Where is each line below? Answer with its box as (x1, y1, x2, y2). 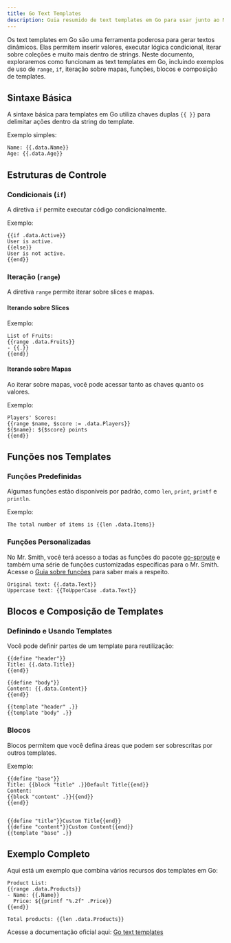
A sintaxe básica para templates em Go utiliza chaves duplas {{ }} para (7, 110, 211, 119)
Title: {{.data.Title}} (7, 661, 76, 669)
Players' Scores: (7, 414, 57, 421)
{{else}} (7, 244, 32, 251)
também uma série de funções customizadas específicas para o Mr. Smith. (7, 560, 219, 569)
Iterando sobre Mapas (7, 365, 71, 373)
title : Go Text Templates (7, 10, 81, 17)
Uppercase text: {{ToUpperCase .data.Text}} (7, 587, 137, 594)
